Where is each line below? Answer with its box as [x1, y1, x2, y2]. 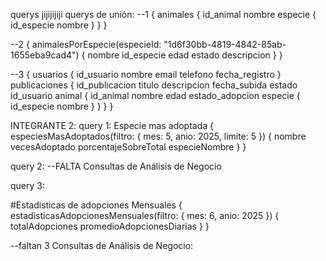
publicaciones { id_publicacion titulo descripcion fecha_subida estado [10, 79, 298, 91]
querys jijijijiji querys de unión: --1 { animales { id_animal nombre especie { [10, 9, 317, 20]
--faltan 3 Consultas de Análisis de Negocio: [10, 240, 194, 251]
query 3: [10, 180, 45, 191]
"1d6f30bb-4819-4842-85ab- [163, 39, 287, 50]
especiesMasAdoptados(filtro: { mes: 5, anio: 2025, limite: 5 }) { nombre [10, 130, 307, 142]
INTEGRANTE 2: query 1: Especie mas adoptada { [10, 120, 215, 131]
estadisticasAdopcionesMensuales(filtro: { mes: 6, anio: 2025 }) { [10, 210, 280, 221]
